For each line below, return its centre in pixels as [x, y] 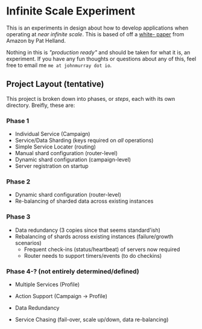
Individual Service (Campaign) [52, 134]
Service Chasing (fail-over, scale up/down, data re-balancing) [92, 319]
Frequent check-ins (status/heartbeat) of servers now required [102, 249]
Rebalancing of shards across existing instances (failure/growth [94, 236]
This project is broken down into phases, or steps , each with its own [91, 98]
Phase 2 [18, 181]
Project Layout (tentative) [55, 84]
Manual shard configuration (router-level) [66, 153]
